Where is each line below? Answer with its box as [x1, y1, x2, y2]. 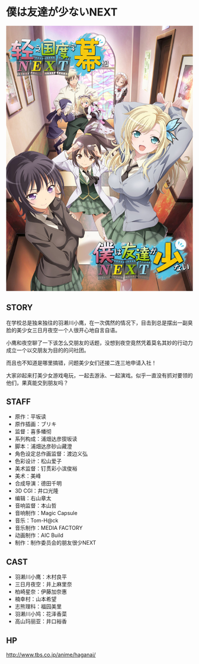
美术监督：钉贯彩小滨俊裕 [14, 465, 78, 472]
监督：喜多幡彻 [14, 428, 52, 435]
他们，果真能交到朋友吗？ [6, 379, 69, 386]
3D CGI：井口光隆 [14, 487, 59, 494]
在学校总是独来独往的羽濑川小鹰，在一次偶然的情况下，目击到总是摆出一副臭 [6, 319, 193, 326]
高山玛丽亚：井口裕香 [14, 618, 67, 625]
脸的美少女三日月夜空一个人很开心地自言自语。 [6, 326, 120, 333]
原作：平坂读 [14, 413, 46, 420]
